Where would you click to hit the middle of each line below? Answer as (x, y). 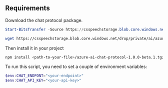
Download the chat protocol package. (44, 20)
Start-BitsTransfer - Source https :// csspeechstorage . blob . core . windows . (82, 29)
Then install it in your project (34, 48)
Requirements (27, 8)
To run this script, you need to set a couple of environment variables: (76, 66)
